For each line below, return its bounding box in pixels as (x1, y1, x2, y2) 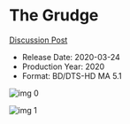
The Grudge (9, 5, 99, 26)
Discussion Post (9, 35, 68, 45)
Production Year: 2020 (21, 61, 105, 72)
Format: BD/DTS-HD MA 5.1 (21, 70, 122, 81)
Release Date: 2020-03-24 (21, 51, 121, 62)
